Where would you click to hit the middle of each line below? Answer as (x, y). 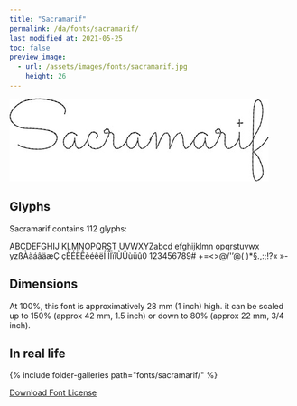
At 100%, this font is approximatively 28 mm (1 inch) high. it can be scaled (147, 306)
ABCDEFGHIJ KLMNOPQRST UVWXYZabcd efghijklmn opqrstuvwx (135, 246)
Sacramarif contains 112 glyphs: (69, 228)
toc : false (30, 48)
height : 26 (46, 77)
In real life (37, 353)
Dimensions (44, 284)
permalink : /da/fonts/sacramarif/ (74, 28)
